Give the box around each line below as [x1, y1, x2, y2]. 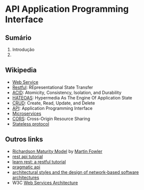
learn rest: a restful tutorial [12, 158, 66, 164]
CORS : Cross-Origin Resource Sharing [12, 116, 90, 122]
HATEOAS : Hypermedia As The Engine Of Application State [12, 95, 133, 100]
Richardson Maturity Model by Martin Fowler [12, 148, 103, 154]
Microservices [12, 110, 42, 116]
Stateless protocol [12, 121, 49, 127]
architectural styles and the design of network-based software [12, 169, 139, 175]
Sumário [5, 33, 32, 42]
